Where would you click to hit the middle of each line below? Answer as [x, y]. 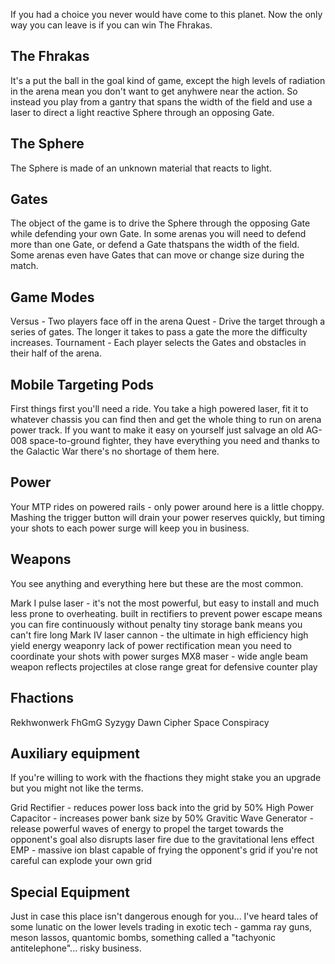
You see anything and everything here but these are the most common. [157, 583]
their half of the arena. [56, 353]
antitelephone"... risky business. [76, 948]
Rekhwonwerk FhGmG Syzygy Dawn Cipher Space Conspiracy [140, 722]
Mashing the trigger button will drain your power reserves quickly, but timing [168, 517]
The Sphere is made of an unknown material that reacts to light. [141, 168]
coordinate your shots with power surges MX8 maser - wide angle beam [159, 656]
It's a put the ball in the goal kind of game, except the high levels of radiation [168, 80]
